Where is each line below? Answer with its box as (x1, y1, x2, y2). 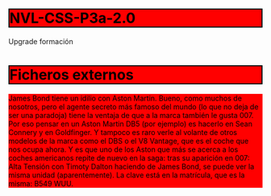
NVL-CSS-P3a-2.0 (9, 9, 135, 27)
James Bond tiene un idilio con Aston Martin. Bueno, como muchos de (8, 93, 242, 103)
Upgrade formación (8, 36, 74, 46)
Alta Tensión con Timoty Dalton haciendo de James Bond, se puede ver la (8, 161, 255, 171)
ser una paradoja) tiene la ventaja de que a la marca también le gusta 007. (8, 110, 254, 120)
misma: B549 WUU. (8, 178, 74, 188)
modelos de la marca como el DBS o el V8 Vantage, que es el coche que (8, 136, 249, 145)
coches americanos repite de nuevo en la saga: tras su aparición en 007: (8, 153, 250, 162)
